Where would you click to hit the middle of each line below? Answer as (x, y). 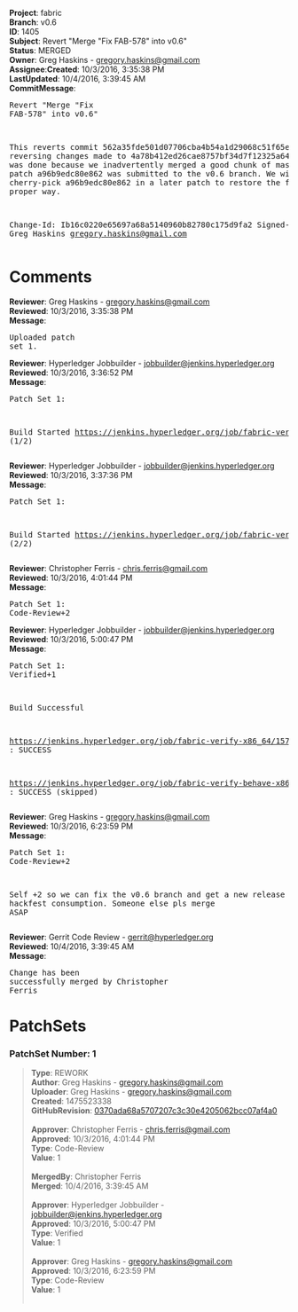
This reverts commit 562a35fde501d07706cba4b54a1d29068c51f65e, (152, 147)
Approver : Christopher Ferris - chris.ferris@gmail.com (130, 1129)
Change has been (44, 972)
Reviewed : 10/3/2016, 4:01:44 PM (71, 577)
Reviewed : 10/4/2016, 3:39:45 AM (72, 946)
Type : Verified (57, 1233)
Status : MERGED (40, 51)
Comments (51, 277)
